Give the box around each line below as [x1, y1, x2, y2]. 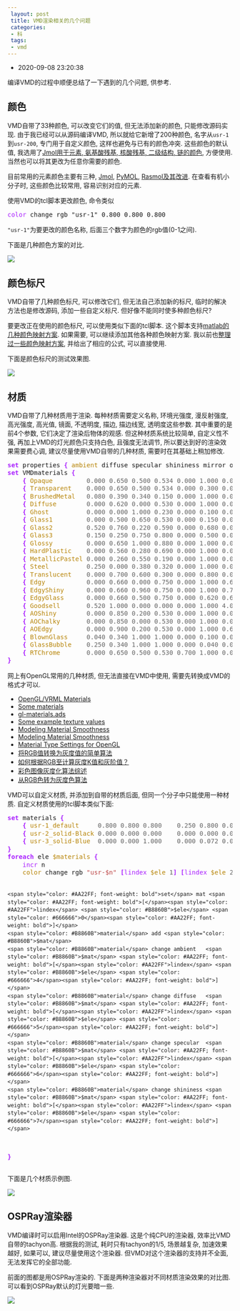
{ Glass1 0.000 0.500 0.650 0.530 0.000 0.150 [22, 516, 219, 524]
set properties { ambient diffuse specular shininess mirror [7, 461, 226, 469]
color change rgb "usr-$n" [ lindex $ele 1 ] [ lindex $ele [22, 869, 226, 877]
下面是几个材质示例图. [7, 1174, 73, 1182]
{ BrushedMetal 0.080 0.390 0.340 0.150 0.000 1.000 [22, 492, 219, 500]
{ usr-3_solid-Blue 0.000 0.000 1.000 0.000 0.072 [22, 837, 219, 845]
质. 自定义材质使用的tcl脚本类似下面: [7, 799, 114, 808]
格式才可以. [7, 680, 41, 689]
